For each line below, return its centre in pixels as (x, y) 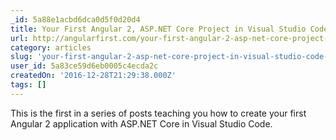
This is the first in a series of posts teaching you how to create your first (158, 113)
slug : (21, 57)
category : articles (51, 47)
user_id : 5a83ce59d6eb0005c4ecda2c (84, 66)
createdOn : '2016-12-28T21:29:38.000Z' (93, 76)
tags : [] (28, 85)
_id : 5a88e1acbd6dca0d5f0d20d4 (75, 19)
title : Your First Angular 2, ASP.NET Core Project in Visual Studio (158, 29)
